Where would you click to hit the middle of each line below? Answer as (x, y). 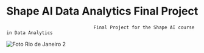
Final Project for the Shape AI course (144, 27)
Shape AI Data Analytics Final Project (102, 11)
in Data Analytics (30, 33)
